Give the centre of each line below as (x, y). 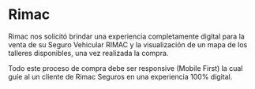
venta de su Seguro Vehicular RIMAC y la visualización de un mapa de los (128, 44)
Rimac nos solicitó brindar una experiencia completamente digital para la (126, 36)
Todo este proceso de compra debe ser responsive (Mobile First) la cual (126, 68)
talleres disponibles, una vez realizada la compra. (88, 53)
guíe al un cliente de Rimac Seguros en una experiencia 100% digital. (120, 76)
